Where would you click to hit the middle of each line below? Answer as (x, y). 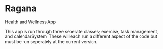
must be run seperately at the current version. (51, 41)
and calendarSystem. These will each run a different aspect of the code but (81, 36)
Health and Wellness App (31, 22)
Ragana (21, 8)
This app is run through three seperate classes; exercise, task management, (81, 31)
